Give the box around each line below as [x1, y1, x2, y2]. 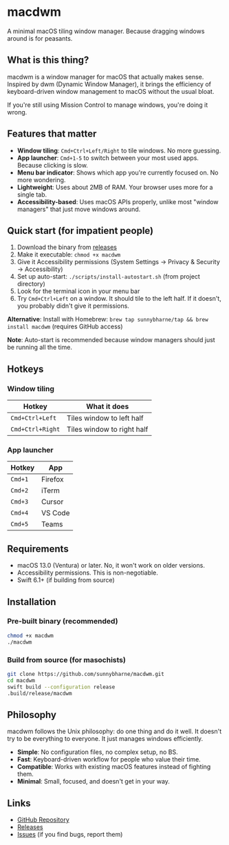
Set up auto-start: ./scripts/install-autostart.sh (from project [17, 272, 201, 281]
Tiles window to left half [66, 413, 144, 423]
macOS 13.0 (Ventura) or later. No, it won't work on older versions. [17, 561, 205, 570]
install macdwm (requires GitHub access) [7, 322, 123, 331]
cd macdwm [7, 677, 36, 684]
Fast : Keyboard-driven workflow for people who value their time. [17, 755, 201, 764]
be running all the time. [7, 343, 72, 352]
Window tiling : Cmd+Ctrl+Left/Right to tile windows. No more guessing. [17, 146, 221, 155]
